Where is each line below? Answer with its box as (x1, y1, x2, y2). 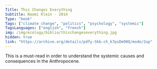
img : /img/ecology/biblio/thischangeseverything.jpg (5, 30, 117, 35)
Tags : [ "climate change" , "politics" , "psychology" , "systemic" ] (5, 21, 144, 26)
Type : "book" (5, 16, 32, 21)
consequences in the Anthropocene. (5, 58, 80, 64)
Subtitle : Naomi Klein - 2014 (5, 12, 68, 17)
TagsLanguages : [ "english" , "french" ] (5, 26, 86, 31)
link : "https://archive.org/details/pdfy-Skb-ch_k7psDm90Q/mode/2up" (5, 39, 153, 44)
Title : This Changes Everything (5, 7, 72, 12)
